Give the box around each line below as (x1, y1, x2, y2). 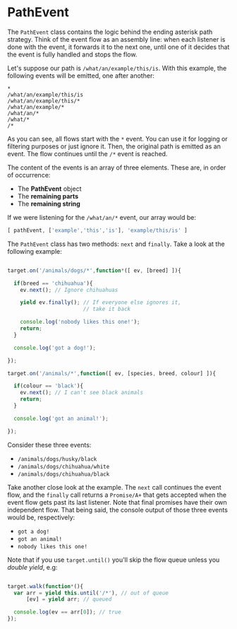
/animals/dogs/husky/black (17, 455, 97, 463)
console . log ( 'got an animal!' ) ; (13, 415, 109, 422)
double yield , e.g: (7, 563, 58, 571)
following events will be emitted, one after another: (7, 71, 155, 80)
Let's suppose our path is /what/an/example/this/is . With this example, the (7, 64, 227, 72)
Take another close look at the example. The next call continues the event (7, 483, 222, 491)
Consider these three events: (7, 440, 92, 449)
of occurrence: (7, 170, 51, 179)
